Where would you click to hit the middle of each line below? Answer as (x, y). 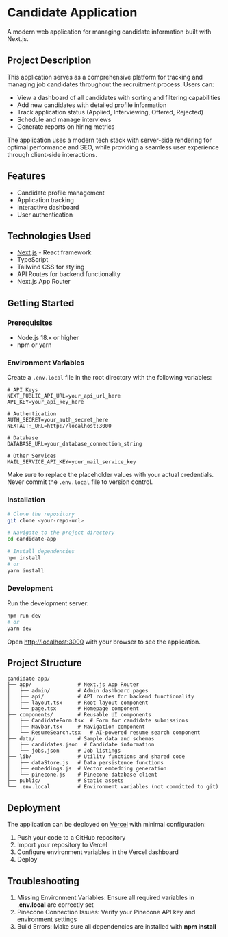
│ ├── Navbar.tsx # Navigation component (76, 727)
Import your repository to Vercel (62, 845)
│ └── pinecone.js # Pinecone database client (82, 775)
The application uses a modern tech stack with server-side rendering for (110, 140)
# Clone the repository (41, 514)
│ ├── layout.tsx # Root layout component (78, 703)
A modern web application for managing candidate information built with (109, 32)
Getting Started (41, 303)
